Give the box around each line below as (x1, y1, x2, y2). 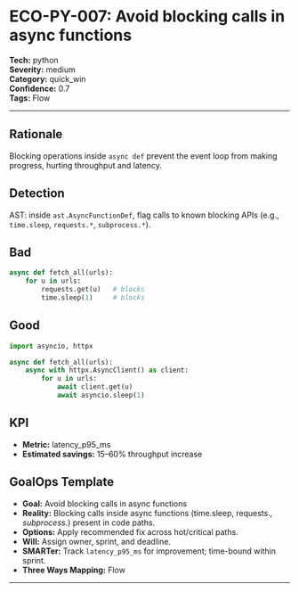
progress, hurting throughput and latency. (9, 160, 162, 170)
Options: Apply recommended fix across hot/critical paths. (21, 526, 238, 537)
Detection (9, 185, 65, 201)
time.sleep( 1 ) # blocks (41, 293, 145, 302)
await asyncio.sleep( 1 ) (56, 391, 145, 400)
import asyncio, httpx (9, 341, 93, 350)
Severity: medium (9, 64, 76, 75)
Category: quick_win (9, 73, 86, 84)
